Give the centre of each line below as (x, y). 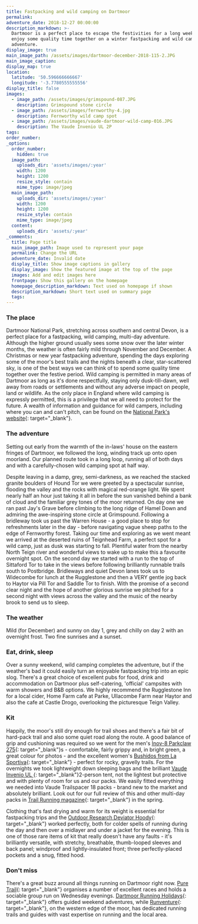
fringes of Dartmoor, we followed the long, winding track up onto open (91, 453)
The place (21, 318)
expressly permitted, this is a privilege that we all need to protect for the (93, 400)
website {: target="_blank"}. (39, 418)
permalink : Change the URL (44, 253)
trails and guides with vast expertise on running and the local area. (87, 914)
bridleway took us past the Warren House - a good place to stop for (88, 521)
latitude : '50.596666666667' (47, 77)
